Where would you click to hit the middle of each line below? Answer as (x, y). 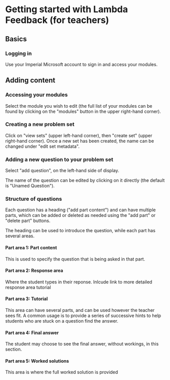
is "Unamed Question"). (30, 186)
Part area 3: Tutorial (27, 299)
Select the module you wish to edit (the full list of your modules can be (79, 106)
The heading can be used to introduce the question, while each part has (80, 231)
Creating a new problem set (40, 124)
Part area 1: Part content (31, 248)
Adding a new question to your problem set (59, 160)
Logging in (18, 53)
